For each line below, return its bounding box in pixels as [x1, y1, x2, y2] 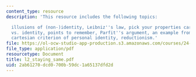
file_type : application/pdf [6, 46, 75, 52]
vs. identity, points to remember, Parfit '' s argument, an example [11, 30, 179, 35]
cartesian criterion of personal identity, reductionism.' [11, 35, 158, 41]
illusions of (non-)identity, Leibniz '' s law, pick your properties [11, 24, 181, 30]
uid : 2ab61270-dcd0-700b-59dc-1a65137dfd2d [6, 62, 114, 68]
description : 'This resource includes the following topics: [6, 14, 158, 20]
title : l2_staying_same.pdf [6, 56, 75, 63]
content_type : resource [6, 8, 64, 14]
